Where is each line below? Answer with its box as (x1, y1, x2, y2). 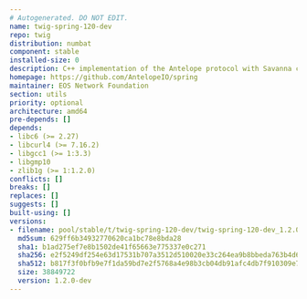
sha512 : (17, 259, 48, 269)
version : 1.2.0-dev (17, 276, 92, 285)
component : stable (9, 47, 79, 57)
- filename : (9, 225, 55, 234)
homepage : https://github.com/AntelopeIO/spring (9, 73, 198, 82)
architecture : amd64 (9, 107, 89, 116)
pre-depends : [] (9, 115, 71, 124)
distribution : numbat (9, 38, 92, 48)
